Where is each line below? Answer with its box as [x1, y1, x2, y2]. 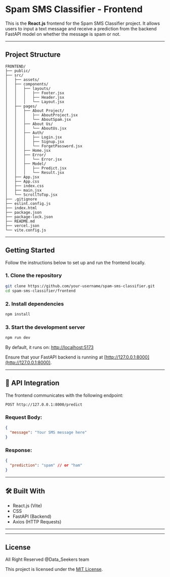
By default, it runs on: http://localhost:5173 [5, 344, 94, 350]
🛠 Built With [5, 487, 46, 495]
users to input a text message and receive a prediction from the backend [5, 25, 157, 31]
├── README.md [5, 218, 35, 224]
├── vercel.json [5, 223, 39, 228]
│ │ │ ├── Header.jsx [5, 95, 65, 100]
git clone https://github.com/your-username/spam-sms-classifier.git [5, 283, 155, 289]
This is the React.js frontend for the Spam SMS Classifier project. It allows [5, 20, 160, 26]
